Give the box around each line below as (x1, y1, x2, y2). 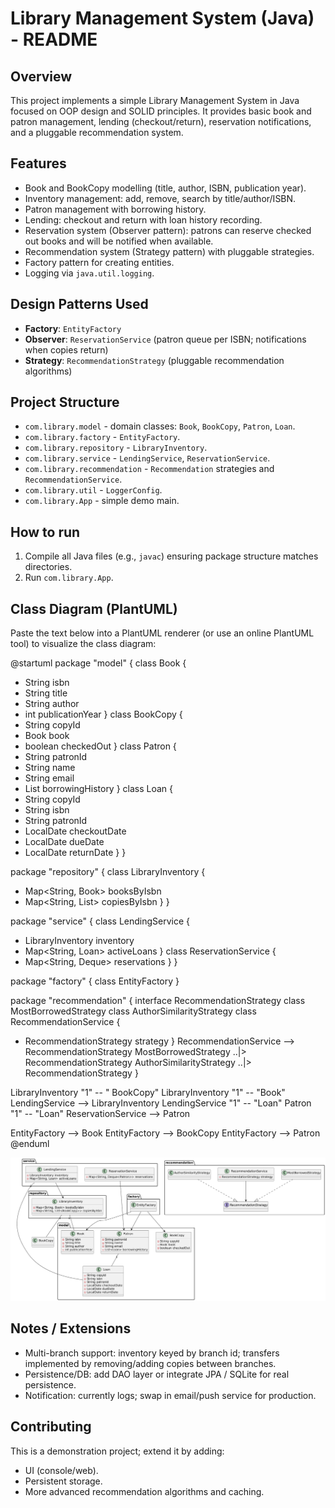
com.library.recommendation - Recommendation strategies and (24, 463, 275, 475)
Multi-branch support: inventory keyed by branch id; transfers (24, 1347, 280, 1359)
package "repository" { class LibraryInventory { (10, 866, 206, 878)
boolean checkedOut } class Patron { (24, 740, 177, 752)
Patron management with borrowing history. (24, 203, 207, 215)
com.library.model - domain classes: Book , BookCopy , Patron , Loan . (24, 420, 296, 432)
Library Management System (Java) (10, 7, 315, 30)
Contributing (10, 1418, 92, 1436)
